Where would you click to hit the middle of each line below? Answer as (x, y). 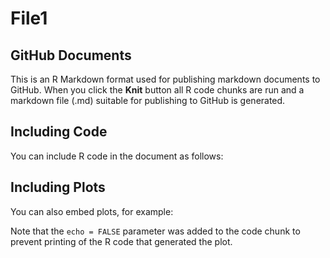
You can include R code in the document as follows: (117, 156)
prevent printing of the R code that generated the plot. (121, 241)
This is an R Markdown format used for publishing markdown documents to (165, 79)
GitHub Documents (71, 55)
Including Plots (58, 187)
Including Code (59, 132)
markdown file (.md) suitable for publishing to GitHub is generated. (148, 100)
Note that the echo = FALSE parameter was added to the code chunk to (155, 231)
